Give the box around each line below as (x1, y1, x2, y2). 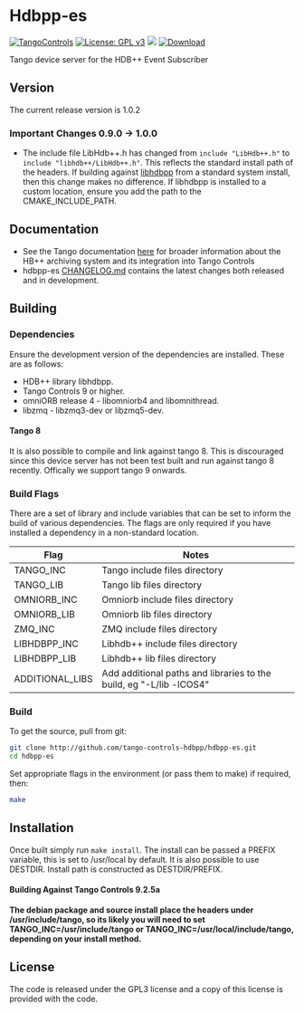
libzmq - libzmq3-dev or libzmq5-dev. (22, 405, 165, 416)
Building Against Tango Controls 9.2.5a (9, 884, 161, 895)
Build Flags (9, 487, 60, 500)
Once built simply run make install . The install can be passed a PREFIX (9, 844, 276, 855)
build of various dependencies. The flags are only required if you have (9, 518, 271, 529)
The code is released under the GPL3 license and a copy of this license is (9, 983, 283, 994)
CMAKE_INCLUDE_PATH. (22, 196, 118, 206)
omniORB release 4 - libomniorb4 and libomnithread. (22, 395, 220, 406)
